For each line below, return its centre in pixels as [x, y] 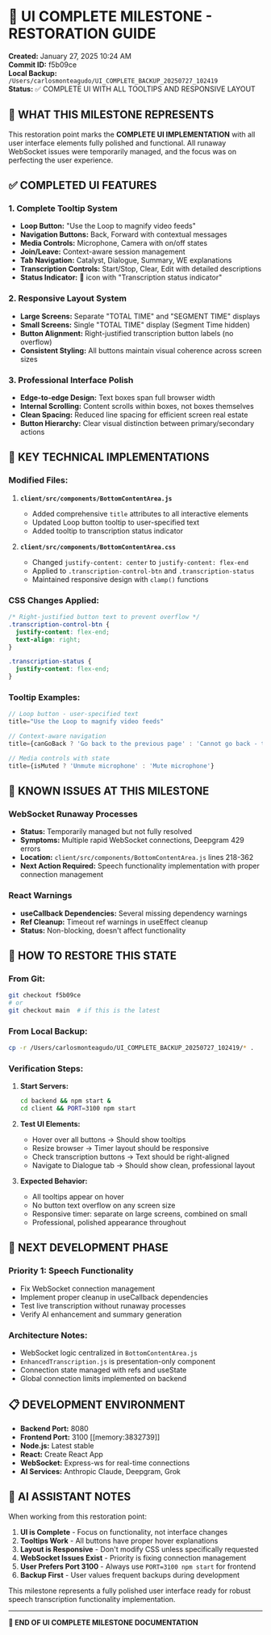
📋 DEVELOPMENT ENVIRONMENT [97, 1405]
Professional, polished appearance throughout [109, 1223]
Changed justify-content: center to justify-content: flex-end [140, 562]
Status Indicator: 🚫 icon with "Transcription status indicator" [121, 277]
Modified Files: [38, 480]
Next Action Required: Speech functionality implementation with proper [140, 866]
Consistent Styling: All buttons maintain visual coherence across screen [141, 350]
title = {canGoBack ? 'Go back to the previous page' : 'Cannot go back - [133, 744]
